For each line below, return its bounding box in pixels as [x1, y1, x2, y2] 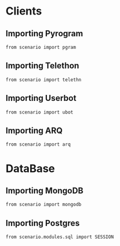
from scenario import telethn [5, 77, 82, 83]
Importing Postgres [5, 218, 80, 228]
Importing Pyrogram [5, 28, 83, 39]
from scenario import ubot [5, 109, 74, 115]
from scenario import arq [5, 141, 71, 147]
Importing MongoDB [5, 186, 84, 196]
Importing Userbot [5, 93, 77, 103]
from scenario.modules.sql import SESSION [5, 234, 114, 240]
